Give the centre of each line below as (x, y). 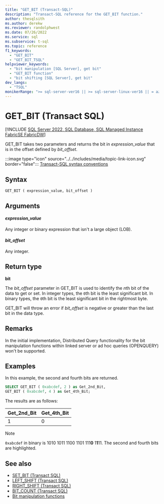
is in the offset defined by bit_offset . (41, 150)
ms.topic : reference (26, 46)
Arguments (23, 206)
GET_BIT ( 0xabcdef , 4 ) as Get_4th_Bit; (48, 392)
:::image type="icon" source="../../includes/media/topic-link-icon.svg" (76, 159)
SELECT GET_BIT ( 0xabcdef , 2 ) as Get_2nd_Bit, (55, 387)
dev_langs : (16, 82)
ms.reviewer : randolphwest (32, 28)
